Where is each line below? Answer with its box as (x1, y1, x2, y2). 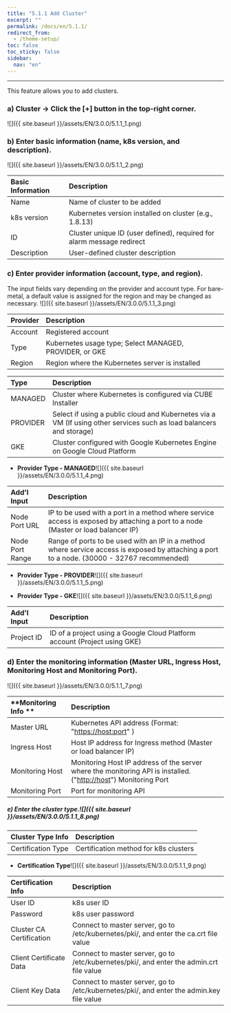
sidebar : (7, 55, 32, 62)
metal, (7, 292, 25, 300)
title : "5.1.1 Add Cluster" (7, 10, 88, 17)
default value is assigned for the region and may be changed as (31, 292, 212, 300)
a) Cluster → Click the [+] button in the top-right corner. (7, 104, 197, 114)
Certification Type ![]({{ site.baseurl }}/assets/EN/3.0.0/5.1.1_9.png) (16, 861, 207, 869)
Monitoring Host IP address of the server (71, 758, 203, 767)
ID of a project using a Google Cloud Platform (49, 628, 196, 637)
